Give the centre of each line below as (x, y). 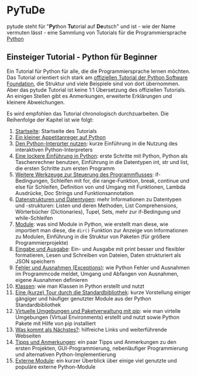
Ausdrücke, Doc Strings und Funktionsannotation (74, 193)
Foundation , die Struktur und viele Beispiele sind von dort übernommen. (93, 83)
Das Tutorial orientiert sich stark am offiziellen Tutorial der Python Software (97, 77)
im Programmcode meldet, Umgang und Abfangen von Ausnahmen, (97, 274)
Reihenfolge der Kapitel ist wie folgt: (50, 120)
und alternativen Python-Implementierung (65, 354)
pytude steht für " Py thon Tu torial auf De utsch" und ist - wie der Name (91, 26)
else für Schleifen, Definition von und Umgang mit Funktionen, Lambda (100, 187)
